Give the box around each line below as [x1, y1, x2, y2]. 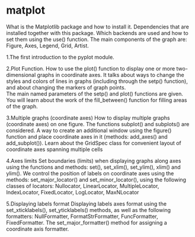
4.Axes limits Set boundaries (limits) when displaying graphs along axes [6, 157, 181, 164]
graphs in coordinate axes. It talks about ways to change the [37, 71, 185, 78]
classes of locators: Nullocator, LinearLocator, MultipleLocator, [6, 182, 159, 190]
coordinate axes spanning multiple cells [6, 146, 103, 153]
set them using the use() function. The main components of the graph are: [6, 36, 187, 43]
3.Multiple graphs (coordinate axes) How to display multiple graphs [6, 114, 170, 121]
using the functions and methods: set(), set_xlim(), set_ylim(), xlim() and [6, 164, 181, 171]
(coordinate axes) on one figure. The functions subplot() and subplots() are [6, 120, 190, 127]
